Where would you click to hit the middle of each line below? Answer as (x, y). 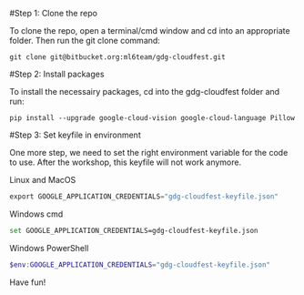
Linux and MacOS (43, 180)
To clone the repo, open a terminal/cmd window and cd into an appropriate (150, 31)
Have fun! (28, 282)
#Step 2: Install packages (57, 74)
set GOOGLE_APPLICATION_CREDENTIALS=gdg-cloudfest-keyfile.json (134, 230)
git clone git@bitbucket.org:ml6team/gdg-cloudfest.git (117, 57)
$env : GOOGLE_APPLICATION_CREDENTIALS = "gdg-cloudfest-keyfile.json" (140, 264)
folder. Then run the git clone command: (85, 41)
